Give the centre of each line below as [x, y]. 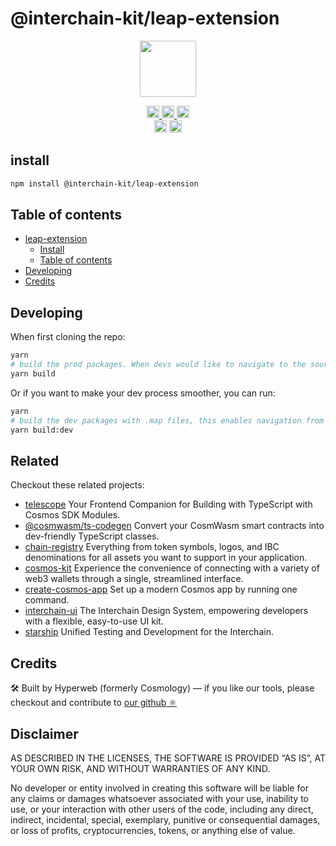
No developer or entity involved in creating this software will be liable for [159, 788]
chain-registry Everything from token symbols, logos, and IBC [152, 547]
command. [47, 600]
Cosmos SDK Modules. [72, 515]
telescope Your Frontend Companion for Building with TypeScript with [168, 504]
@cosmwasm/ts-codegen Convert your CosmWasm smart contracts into [174, 526]
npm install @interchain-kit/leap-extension [104, 183]
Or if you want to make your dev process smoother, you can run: [143, 393]
